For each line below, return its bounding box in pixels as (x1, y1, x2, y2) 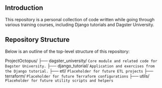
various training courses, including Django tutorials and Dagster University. (5, 22, 155, 27)
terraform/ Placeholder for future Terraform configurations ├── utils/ (5, 73, 150, 79)
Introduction (5, 4, 44, 12)
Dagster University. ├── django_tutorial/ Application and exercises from (5, 63, 155, 69)
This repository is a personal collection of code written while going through (5, 16, 155, 22)
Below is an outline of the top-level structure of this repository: (5, 48, 130, 54)
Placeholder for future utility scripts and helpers (5, 78, 114, 83)
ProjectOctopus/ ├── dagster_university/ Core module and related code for (5, 58, 158, 63)
